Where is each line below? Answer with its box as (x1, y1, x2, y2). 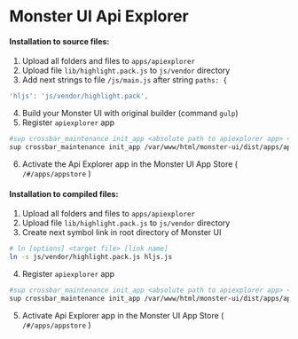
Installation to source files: (9, 35, 110, 46)
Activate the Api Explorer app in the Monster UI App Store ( (21, 159, 238, 169)
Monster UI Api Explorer (9, 6, 189, 27)
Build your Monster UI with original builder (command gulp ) (21, 108, 239, 119)
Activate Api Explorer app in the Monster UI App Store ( (21, 310, 224, 320)
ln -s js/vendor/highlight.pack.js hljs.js (9, 253, 173, 262)
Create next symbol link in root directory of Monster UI (21, 227, 222, 238)
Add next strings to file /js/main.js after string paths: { (21, 75, 228, 85)
